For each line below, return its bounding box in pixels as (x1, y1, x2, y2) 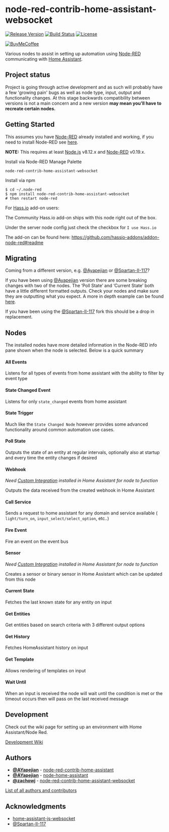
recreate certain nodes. (5, 105, 56, 112)
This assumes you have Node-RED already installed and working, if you (5, 133, 154, 140)
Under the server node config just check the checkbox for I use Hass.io (5, 224, 157, 230)
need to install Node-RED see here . (5, 139, 79, 145)
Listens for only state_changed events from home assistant (5, 398, 127, 404)
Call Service (5, 499, 31, 505)
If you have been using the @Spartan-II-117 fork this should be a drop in (5, 308, 155, 314)
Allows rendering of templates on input (5, 667, 86, 673)
